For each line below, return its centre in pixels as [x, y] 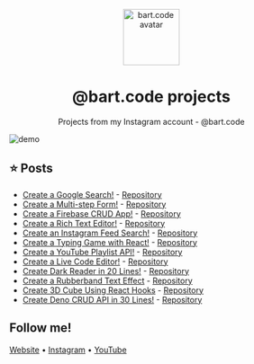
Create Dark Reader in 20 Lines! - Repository [106, 271]
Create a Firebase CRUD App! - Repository [102, 213]
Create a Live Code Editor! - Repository [95, 262]
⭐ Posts [32, 169]
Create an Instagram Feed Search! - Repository [110, 233]
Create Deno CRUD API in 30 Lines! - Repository [112, 299]
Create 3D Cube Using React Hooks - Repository [113, 290]
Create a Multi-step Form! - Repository [94, 204]
